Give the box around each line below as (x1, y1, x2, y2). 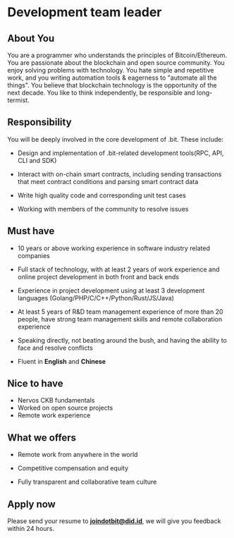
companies (17, 251, 51, 259)
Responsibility (7, 116, 72, 128)
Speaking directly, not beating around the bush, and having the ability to (17, 336, 227, 344)
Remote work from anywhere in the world (17, 451, 138, 459)
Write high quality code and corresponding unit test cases (17, 191, 187, 200)
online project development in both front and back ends (17, 272, 180, 281)
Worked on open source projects (17, 403, 113, 412)
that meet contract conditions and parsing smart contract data (17, 177, 199, 185)
